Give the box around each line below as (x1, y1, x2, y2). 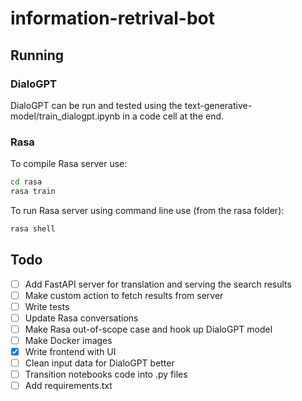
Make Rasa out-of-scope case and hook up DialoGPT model (24, 323, 273, 335)
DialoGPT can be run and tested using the (10, 99, 183, 111)
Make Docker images (24, 334, 113, 346)
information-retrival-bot (10, 7, 215, 30)
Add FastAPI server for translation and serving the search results (24, 278, 292, 290)
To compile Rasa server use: (10, 158, 128, 170)
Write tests (24, 300, 70, 312)
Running (10, 47, 65, 64)
